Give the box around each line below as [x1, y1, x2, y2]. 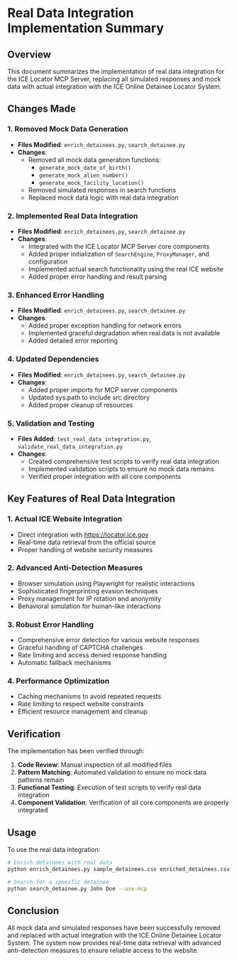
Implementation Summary [7, 20, 165, 36]
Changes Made [7, 103, 76, 115]
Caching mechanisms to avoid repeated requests [17, 692, 162, 701]
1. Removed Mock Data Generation [7, 124, 128, 134]
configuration [28, 257, 68, 266]
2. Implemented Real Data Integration [7, 211, 138, 221]
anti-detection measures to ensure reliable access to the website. [7, 946, 199, 955]
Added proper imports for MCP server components [28, 385, 178, 394]
